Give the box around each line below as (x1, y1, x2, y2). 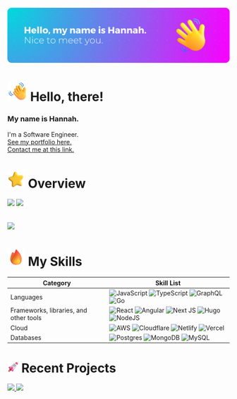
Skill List (154, 278, 181, 287)
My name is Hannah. (7, 114, 80, 124)
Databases (10, 333, 42, 342)
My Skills (28, 253, 83, 269)
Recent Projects (20, 360, 116, 376)
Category (42, 278, 72, 287)
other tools (10, 314, 42, 322)
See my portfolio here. (7, 137, 72, 146)
